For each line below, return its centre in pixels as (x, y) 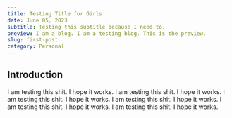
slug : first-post (33, 40)
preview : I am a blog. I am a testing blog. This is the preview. (107, 33)
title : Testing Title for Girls (55, 14)
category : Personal (36, 46)
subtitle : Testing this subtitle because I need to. (86, 27)
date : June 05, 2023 (38, 20)
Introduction (35, 75)
